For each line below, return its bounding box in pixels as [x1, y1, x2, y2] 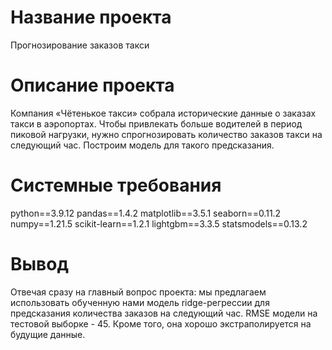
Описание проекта [10, 74, 175, 97]
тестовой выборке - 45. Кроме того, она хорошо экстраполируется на [10, 317, 312, 330]
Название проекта [10, 6, 172, 29]
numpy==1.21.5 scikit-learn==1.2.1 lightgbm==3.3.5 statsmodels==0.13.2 [10, 217, 308, 230]
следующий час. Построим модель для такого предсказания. [10, 139, 275, 151]
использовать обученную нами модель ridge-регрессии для [10, 296, 270, 308]
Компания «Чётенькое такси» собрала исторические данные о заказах [10, 107, 317, 119]
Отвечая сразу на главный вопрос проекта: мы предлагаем [10, 286, 267, 298]
